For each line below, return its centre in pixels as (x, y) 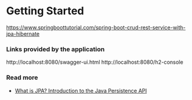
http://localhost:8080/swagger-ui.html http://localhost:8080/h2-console (95, 62)
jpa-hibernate (23, 33)
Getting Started (45, 11)
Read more (22, 77)
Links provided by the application (55, 49)
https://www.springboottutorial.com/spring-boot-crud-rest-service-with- (96, 27)
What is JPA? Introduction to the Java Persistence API (81, 90)
